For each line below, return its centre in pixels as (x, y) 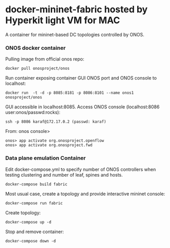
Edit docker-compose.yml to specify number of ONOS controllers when (81, 169)
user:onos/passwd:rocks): (33, 112)
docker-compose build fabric (36, 184)
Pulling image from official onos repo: (45, 59)
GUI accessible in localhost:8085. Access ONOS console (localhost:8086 (82, 107)
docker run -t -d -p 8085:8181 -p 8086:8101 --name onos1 (70, 93)
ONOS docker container (36, 48)
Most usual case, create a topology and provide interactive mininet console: (85, 194)
